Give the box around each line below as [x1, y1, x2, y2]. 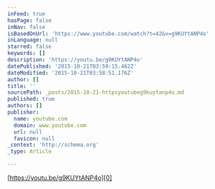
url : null [13, 128, 42, 135]
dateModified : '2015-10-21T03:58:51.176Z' [7, 69, 134, 76]
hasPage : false [7, 17, 52, 24]
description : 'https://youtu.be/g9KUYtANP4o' [7, 56, 143, 63]
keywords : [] [7, 50, 46, 57]
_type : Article [7, 148, 52, 155]
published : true [7, 96, 55, 103]
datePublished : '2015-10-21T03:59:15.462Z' [7, 63, 137, 70]
